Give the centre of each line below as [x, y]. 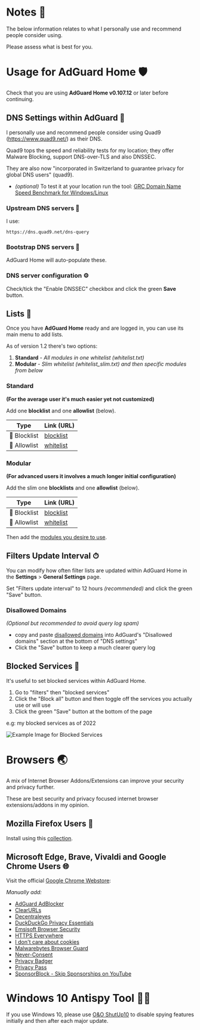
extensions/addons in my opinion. [48, 805]
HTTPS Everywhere [39, 935]
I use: [13, 221]
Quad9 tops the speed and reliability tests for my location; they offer [90, 150]
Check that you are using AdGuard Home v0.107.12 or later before [87, 93]
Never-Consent [34, 955]
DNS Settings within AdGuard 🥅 [66, 118]
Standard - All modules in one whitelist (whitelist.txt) [79, 358]
